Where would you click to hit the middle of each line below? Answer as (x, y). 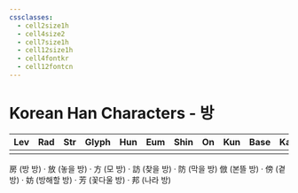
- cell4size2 (41, 34)
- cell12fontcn (45, 67)
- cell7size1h (43, 42)
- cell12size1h (45, 50)
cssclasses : (31, 17)
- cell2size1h (43, 26)
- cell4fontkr (43, 58)
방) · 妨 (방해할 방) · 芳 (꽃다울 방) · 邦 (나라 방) (90, 180)
